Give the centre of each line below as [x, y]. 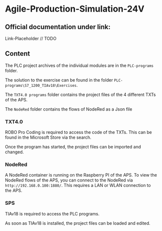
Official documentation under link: [58, 27]
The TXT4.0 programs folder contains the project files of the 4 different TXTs [81, 94]
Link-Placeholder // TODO [31, 38]
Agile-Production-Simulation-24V [75, 9]
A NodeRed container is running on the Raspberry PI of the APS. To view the [81, 175]
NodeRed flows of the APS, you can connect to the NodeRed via [69, 180]
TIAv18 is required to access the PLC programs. [52, 214]
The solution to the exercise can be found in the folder [59, 80]
